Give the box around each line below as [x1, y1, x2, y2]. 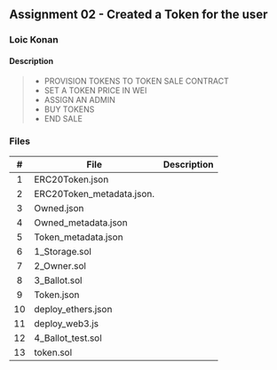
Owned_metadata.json [34, 216, 128, 229]
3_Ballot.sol [34, 274, 83, 287]
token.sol [34, 346, 73, 358]
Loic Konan [9, 34, 59, 46]
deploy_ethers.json [34, 303, 113, 315]
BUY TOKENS [44, 104, 95, 114]
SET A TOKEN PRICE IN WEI [44, 84, 147, 96]
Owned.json [34, 201, 84, 214]
